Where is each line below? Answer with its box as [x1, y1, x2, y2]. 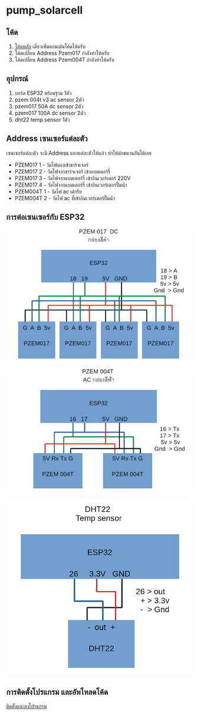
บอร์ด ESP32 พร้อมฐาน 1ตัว [14, 89, 72, 97]
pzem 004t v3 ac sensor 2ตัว [14, 96, 84, 103]
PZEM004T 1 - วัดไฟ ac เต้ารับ [14, 188, 82, 195]
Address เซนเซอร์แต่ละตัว [6, 134, 88, 144]
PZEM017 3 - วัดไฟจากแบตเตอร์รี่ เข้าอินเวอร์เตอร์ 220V [14, 174, 131, 181]
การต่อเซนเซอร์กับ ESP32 [6, 212, 85, 222]
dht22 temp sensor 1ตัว [14, 116, 70, 123]
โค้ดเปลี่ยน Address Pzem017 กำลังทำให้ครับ [14, 50, 110, 56]
